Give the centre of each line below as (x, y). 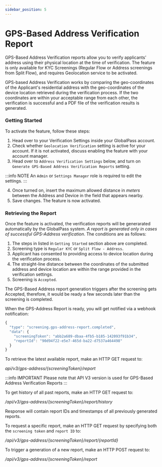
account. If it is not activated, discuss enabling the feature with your (80, 150)
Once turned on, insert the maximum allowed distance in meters (76, 190)
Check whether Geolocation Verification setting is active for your (79, 146)
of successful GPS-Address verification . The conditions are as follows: (76, 234)
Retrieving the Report (31, 213)
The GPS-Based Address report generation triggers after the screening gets (81, 289)
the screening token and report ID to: (43, 431)
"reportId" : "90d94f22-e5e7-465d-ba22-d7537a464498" (68, 341)
